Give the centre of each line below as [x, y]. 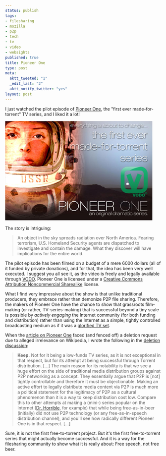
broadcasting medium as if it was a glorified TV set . [58, 325]
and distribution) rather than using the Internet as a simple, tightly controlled [83, 320]
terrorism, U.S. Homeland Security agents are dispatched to [78, 243]
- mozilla [15, 26]
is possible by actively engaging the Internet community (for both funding [81, 315]
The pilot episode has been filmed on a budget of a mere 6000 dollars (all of [83, 263]
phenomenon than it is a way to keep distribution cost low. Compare [87, 397]
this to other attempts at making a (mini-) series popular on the [81, 402]
